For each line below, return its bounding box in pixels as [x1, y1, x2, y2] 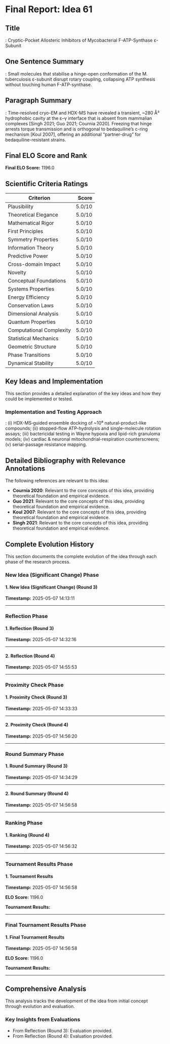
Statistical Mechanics [8, 335, 59, 342]
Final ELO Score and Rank [5, 151, 88, 160]
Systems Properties [8, 286, 55, 293]
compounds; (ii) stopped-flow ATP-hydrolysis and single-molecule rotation [5, 425, 161, 432]
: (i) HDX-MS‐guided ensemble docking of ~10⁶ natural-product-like [5, 420, 147, 426]
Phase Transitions [8, 352, 51, 359]
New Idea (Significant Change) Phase [5, 571, 99, 578]
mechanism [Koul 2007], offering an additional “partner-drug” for [5, 131, 141, 137]
